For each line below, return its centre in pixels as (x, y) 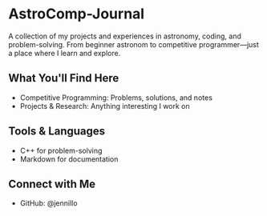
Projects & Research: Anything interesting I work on (105, 106)
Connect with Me (52, 184)
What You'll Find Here (64, 78)
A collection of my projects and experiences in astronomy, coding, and (125, 36)
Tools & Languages (57, 132)
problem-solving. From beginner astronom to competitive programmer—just (133, 44)
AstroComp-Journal (77, 14)
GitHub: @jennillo (49, 203)
